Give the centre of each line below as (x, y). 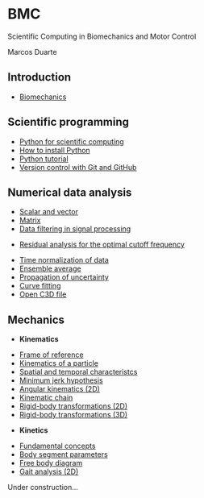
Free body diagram (51, 463)
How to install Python (54, 150)
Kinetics (33, 430)
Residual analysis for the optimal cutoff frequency (102, 245)
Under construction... (43, 488)
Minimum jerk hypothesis (61, 380)
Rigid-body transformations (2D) (73, 406)
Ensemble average (50, 269)
